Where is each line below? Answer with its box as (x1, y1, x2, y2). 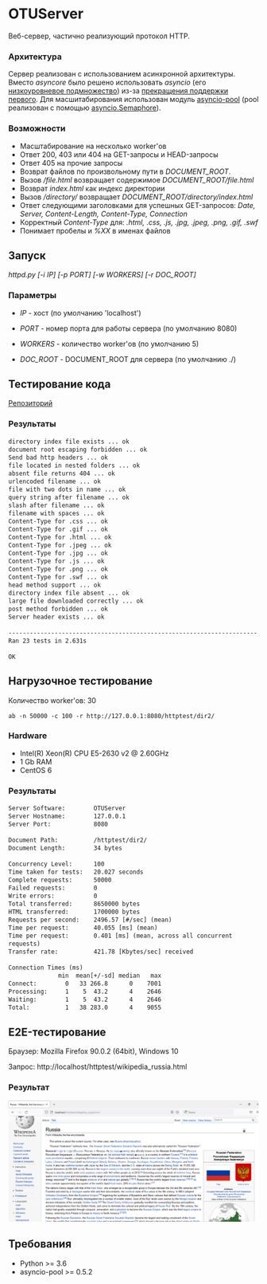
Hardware (8, 730, 48, 741)
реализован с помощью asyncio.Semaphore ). (8, 103, 161, 112)
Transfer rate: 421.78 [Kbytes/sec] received (8, 948, 194, 956)
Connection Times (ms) (8, 964, 83, 972)
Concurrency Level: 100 (8, 860, 105, 869)
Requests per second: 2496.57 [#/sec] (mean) (8, 916, 172, 925)
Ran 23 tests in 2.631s (8, 637, 87, 645)
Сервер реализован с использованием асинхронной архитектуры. (8, 69, 236, 79)
